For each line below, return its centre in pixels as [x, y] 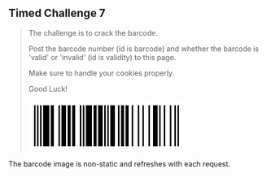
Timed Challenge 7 [57, 13]
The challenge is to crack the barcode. [93, 32]
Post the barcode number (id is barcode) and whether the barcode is [143, 49]
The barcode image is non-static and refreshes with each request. [119, 164]
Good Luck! [48, 88]
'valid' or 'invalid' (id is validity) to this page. [102, 57]
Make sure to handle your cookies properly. [101, 73]
